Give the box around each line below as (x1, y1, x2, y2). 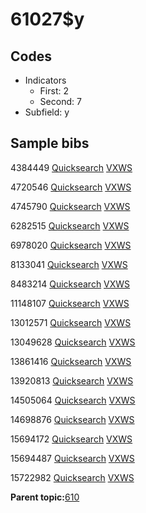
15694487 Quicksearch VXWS (10, 452, 135, 464)
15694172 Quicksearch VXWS (10, 433, 133, 445)
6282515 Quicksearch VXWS (10, 219, 130, 232)
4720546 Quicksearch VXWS (10, 181, 132, 193)
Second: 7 (39, 96, 82, 107)
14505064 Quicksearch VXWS (10, 394, 136, 406)
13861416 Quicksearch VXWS (10, 355, 132, 367)
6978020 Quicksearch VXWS (10, 239, 132, 251)
